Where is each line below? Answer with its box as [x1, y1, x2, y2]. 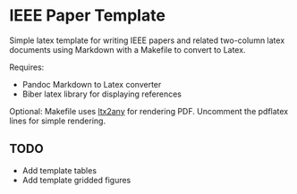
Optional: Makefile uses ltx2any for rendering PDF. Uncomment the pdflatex [9, 105, 289, 116]
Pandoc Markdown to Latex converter [21, 79, 162, 89]
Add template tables [21, 164, 97, 175]
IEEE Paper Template [9, 5, 165, 26]
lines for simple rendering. [9, 115, 106, 126]
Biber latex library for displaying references [21, 89, 182, 99]
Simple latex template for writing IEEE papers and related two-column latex [9, 35, 285, 46]
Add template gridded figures [21, 174, 132, 185]
